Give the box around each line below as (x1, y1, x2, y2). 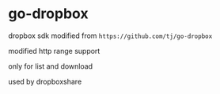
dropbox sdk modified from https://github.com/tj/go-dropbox (8, 31, 213, 40)
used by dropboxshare (8, 77, 82, 86)
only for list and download (8, 61, 93, 71)
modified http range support (8, 46, 101, 55)
